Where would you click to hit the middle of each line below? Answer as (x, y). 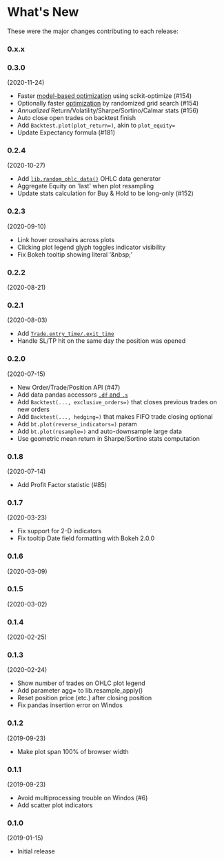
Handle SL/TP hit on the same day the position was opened (101, 341)
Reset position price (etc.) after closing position (84, 698)
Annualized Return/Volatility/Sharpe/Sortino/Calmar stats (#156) (108, 110)
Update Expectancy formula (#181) (66, 132)
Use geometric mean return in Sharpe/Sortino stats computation (108, 438)
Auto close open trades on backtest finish (77, 118)
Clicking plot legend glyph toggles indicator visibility (91, 247)
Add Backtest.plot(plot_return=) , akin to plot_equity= (96, 126)
